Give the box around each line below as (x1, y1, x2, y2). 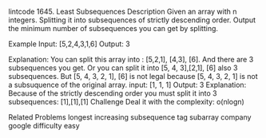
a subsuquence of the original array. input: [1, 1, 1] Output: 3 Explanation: (8, 80, 247, 89)
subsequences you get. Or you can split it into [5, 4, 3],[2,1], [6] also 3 (8, 63, 238, 73)
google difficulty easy (8, 121, 80, 130)
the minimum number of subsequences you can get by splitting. (8, 24, 218, 33)
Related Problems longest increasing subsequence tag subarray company (8, 112, 252, 122)
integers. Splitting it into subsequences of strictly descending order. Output (8, 15, 256, 25)
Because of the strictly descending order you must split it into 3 (8, 89, 217, 98)
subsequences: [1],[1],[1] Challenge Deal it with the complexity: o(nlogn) (8, 97, 245, 106)
